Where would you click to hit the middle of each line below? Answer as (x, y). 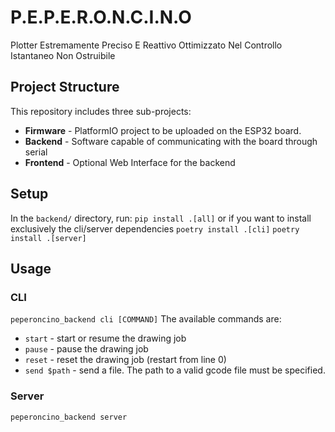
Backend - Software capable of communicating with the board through (171, 141)
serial (36, 152)
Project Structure (65, 87)
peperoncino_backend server (69, 417)
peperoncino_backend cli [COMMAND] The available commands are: (146, 319)
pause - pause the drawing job (86, 349)
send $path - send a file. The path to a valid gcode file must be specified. (175, 370)
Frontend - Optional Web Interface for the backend (130, 162)
